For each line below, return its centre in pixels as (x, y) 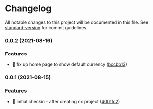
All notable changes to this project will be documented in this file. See (77, 22)
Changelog (28, 9)
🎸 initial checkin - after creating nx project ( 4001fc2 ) (66, 102)
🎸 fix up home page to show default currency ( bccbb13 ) (70, 64)
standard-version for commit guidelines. (46, 27)
